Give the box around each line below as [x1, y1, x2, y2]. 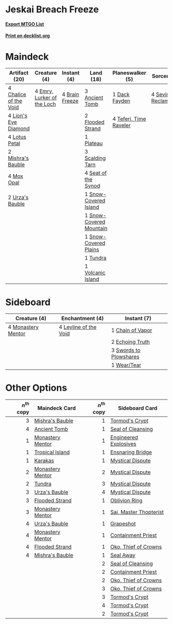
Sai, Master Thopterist [110, 508, 164, 515]
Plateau [84, 140, 103, 147]
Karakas [34, 457, 54, 464]
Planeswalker [112, 70, 147, 77]
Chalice [8, 91, 27, 98]
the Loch [34, 100, 56, 108]
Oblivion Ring [110, 497, 143, 504]
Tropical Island [34, 448, 70, 456]
